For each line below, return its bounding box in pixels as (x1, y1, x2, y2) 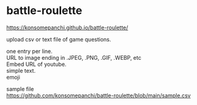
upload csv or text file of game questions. (6, 35, 111, 43)
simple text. (6, 67, 35, 74)
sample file (6, 85, 34, 92)
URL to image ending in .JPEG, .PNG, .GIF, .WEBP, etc (6, 54, 142, 61)
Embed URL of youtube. (6, 60, 67, 68)
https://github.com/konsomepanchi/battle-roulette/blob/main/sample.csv (6, 92, 191, 99)
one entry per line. (6, 47, 53, 55)
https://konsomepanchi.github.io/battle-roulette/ (6, 24, 128, 31)
